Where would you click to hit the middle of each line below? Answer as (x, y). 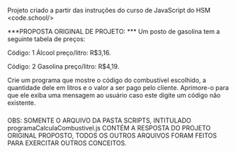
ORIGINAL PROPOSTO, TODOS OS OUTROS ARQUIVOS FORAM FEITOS (112, 135)
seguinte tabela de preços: (46, 39)
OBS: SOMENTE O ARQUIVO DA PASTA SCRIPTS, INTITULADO (99, 120)
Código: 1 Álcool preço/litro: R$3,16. (59, 53)
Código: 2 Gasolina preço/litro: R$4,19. (63, 66)
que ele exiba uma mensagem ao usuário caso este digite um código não (114, 95)
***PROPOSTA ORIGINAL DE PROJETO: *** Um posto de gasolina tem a (114, 32)
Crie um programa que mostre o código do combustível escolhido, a (107, 80)
